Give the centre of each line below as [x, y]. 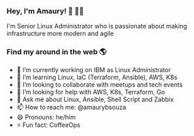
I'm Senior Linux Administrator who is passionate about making [97, 26]
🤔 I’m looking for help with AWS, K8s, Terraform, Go [91, 92]
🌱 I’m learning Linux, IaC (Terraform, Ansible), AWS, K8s [97, 77]
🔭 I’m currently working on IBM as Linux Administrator [94, 69]
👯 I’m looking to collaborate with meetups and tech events [99, 84]
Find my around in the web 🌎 [57, 52]
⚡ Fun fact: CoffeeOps [48, 125]
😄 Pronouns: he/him [46, 117]
